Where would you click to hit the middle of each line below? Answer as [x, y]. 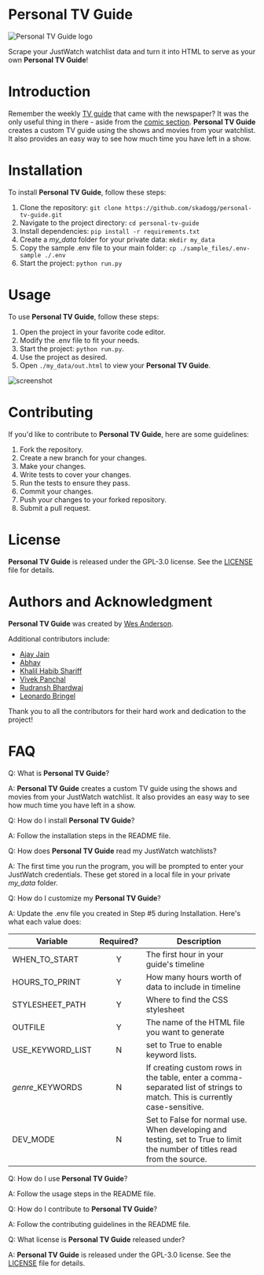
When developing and [186, 1129]
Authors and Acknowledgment [110, 602]
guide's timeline [175, 964]
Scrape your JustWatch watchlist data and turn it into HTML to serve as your [132, 51]
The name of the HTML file [195, 1022]
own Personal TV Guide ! [48, 60]
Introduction [49, 92]
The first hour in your [185, 954]
